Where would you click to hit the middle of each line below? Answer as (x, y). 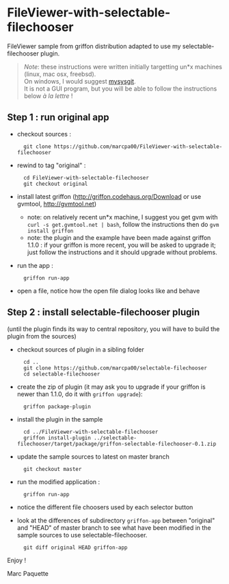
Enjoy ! (17, 560)
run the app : (35, 265)
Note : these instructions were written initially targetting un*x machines (123, 66)
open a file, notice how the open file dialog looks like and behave (108, 291)
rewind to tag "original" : (51, 165)
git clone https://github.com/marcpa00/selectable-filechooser (115, 368)
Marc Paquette (28, 573)
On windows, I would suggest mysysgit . (80, 81)
